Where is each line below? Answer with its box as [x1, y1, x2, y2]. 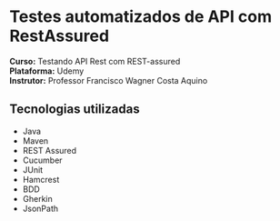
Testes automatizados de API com [9, 6, 273, 27]
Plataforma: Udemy [9, 65, 85, 76]
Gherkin [22, 193, 53, 204]
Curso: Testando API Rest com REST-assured [9, 55, 181, 66]
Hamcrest [22, 174, 60, 185]
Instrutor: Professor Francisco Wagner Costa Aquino [9, 75, 208, 85]
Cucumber [22, 155, 63, 166]
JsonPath [22, 203, 59, 214]
